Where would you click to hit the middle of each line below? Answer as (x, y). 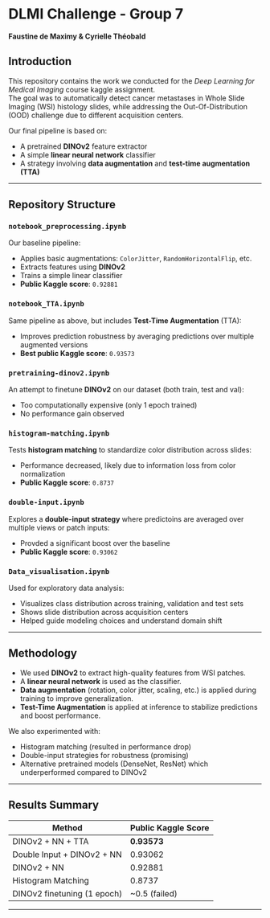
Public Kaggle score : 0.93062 (69, 551)
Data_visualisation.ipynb (59, 571)
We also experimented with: (54, 731)
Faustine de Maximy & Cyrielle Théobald (77, 36)
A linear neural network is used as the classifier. (101, 681)
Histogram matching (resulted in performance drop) (105, 746)
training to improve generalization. (77, 698)
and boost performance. (60, 715)
